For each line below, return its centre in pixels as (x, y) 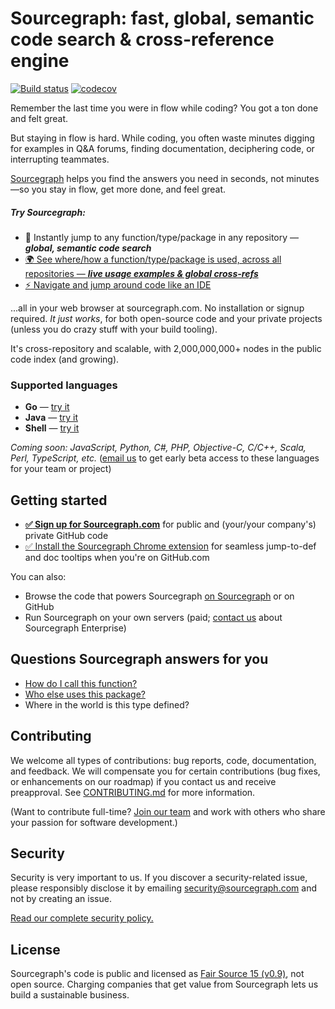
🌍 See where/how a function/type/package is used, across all (153, 259)
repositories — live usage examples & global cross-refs (141, 273)
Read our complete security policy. (82, 918)
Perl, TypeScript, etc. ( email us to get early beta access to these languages (165, 458)
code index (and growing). (65, 359)
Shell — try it (52, 428)
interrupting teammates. (60, 159)
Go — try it (47, 407)
